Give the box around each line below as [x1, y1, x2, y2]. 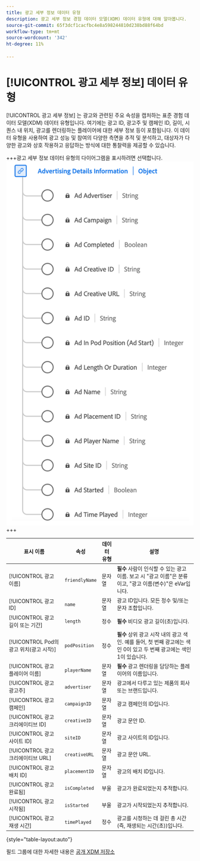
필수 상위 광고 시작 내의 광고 [117, 630, 182, 638]
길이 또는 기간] [8, 621, 43, 629]
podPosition [64, 643, 94, 649]
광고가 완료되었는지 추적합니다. [117, 785, 189, 792]
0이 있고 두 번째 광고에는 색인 [123, 645, 192, 652]
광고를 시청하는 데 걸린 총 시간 [117, 814, 187, 822]
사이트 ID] [8, 738, 32, 745]
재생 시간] [8, 822, 32, 829]
